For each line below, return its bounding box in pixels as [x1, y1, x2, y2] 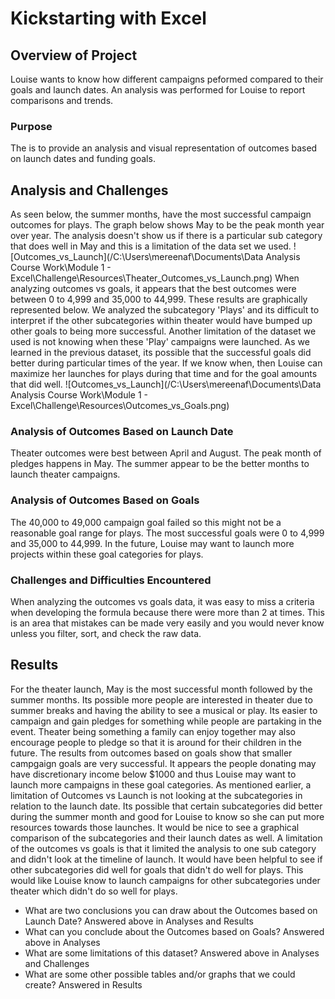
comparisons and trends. [10, 95, 114, 106]
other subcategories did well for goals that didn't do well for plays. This [10, 863, 304, 876]
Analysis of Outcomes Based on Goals [10, 493, 200, 507]
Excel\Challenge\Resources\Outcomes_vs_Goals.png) [10, 400, 230, 412]
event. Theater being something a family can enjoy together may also [10, 725, 297, 737]
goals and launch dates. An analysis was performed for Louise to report [10, 84, 306, 96]
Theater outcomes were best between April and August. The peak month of [10, 447, 322, 459]
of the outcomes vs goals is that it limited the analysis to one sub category [10, 842, 317, 854]
